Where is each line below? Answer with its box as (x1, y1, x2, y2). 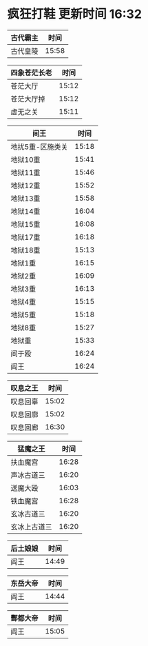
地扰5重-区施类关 (10, 142, 68, 152)
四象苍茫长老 (10, 68, 53, 77)
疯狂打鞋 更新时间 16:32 (7, 6, 142, 22)
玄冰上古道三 (10, 522, 53, 532)
